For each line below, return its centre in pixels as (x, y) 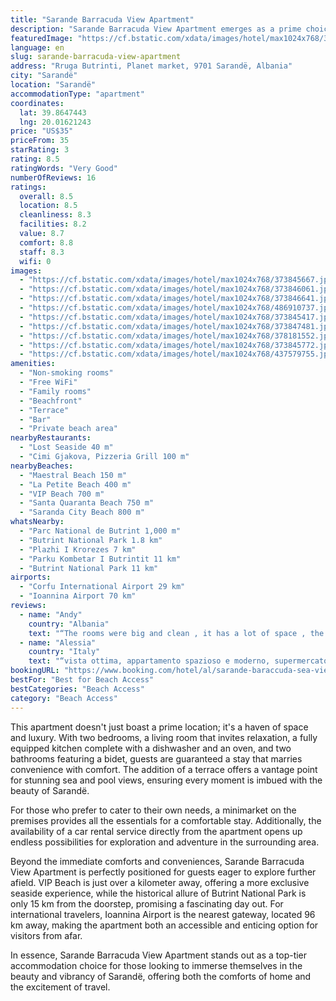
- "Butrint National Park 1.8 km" (91, 540)
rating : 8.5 (35, 159)
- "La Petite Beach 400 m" (75, 484)
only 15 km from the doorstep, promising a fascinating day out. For (147, 903)
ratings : (28, 187)
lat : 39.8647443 (53, 112)
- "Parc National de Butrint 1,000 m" (100, 531)
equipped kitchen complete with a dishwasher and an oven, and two (151, 748)
